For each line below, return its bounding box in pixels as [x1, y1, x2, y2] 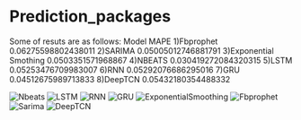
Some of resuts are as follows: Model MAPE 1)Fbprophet [9, 36, 218, 47]
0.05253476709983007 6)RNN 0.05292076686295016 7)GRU [9, 64, 241, 75]
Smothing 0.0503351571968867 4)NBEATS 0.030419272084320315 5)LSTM [9, 55, 293, 65]
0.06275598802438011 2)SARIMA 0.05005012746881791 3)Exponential [9, 45, 274, 56]
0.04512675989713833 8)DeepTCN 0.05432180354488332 [9, 73, 231, 84]
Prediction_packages [9, 6, 172, 27]
